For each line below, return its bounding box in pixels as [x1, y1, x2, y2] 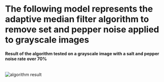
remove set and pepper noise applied [5, 24, 160, 35]
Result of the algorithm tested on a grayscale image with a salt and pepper [5, 50, 160, 56]
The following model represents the [5, 3, 153, 15]
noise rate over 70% [5, 56, 47, 62]
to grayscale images [5, 34, 90, 46]
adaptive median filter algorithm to [5, 14, 149, 25]
